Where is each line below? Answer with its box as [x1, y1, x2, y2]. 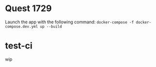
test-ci [5, 40, 33, 51]
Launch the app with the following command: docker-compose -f [5, 19, 134, 25]
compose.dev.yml [5, 24, 38, 29]
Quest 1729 [5, 3, 52, 14]
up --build [39, 24, 62, 29]
